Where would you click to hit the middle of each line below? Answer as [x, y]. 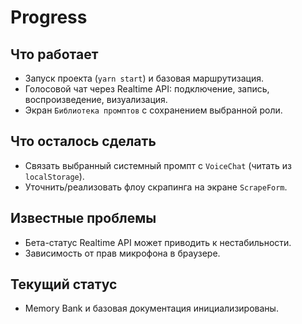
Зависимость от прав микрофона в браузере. [122, 253]
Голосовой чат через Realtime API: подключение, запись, [147, 89]
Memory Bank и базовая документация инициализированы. [151, 308]
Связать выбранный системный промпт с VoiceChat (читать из [158, 165]
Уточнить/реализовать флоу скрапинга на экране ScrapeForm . [156, 187]
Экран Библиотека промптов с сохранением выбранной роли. [153, 110]
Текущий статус [64, 284]
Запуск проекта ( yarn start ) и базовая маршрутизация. [144, 78]
